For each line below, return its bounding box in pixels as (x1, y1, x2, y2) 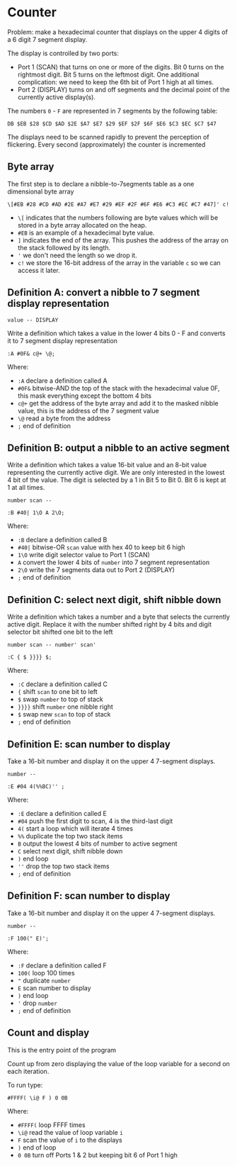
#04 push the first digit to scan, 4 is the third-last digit (17, 817, 173, 825)
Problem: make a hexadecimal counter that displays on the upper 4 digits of (7, 28, 229, 36)
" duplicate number (17, 976, 71, 985)
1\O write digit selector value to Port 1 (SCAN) (17, 551, 151, 559)
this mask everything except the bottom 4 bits (17, 391, 152, 400)
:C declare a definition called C (17, 680, 108, 688)
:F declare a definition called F (17, 961, 108, 970)
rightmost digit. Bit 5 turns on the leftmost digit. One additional (17, 70, 200, 79)
